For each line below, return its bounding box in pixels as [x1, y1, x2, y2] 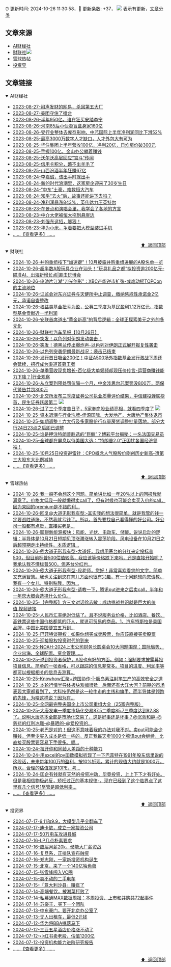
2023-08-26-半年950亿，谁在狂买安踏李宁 [12, 117, 103, 123]
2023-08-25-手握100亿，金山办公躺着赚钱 [12, 148, 102, 154]
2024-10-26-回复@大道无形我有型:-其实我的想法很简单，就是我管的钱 [12, 510, 159, 516]
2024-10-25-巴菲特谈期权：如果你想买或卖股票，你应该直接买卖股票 [12, 631, 156, 637]
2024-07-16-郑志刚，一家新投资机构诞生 [12, 856, 98, 863]
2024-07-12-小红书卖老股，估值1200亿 [12, 933, 95, 939]
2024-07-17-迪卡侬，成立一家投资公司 [12, 825, 93, 831]
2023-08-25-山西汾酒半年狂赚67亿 [12, 168, 87, 174]
